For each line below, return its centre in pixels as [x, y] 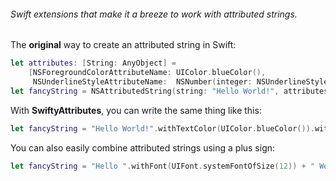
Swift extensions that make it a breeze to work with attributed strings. [154, 14]
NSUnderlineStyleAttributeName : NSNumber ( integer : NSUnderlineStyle [180, 81]
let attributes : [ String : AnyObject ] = [93, 63]
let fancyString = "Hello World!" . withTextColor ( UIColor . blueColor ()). [162, 128]
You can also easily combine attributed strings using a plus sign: [143, 147]
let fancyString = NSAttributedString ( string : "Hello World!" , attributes [169, 91]
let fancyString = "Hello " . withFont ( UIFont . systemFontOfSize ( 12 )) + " [163, 166]
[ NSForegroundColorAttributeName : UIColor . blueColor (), [147, 73]
